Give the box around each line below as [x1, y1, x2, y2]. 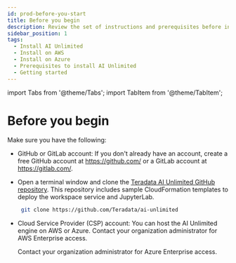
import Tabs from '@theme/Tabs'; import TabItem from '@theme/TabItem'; [7, 88, 223, 97]
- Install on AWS [13, 50, 65, 57]
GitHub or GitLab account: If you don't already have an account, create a [17, 149, 228, 158]
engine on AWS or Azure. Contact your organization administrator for [17, 227, 218, 235]
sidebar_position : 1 [7, 29, 68, 37]
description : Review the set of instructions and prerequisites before [7, 23, 221, 30]
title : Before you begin [7, 17, 80, 24]
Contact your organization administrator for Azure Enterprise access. [17, 248, 218, 256]
